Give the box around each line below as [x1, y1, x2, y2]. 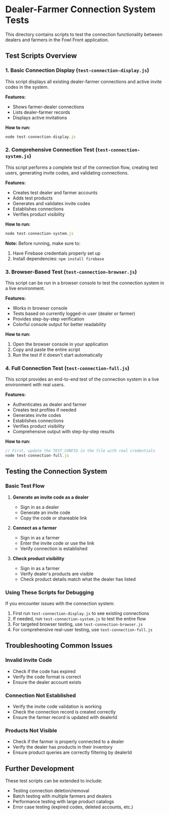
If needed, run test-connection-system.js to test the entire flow [12, 616, 146, 622]
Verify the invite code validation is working [12, 703, 102, 709]
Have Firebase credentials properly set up [12, 250, 100, 256]
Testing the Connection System [5, 467, 108, 476]
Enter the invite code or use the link [20, 540, 95, 546]
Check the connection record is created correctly [12, 708, 116, 715]
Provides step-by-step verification [12, 315, 85, 322]
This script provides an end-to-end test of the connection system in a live [5, 376, 159, 382]
